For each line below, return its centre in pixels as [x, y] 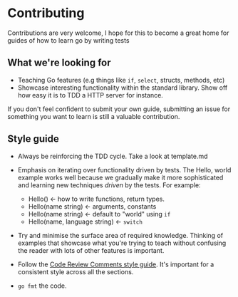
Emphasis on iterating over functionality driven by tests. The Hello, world [124, 170]
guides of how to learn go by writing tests [68, 40]
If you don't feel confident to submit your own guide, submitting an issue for [119, 109]
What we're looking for [59, 63]
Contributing [46, 13]
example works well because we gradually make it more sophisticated [120, 177]
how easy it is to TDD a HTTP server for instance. [90, 95]
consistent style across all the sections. [76, 271]
